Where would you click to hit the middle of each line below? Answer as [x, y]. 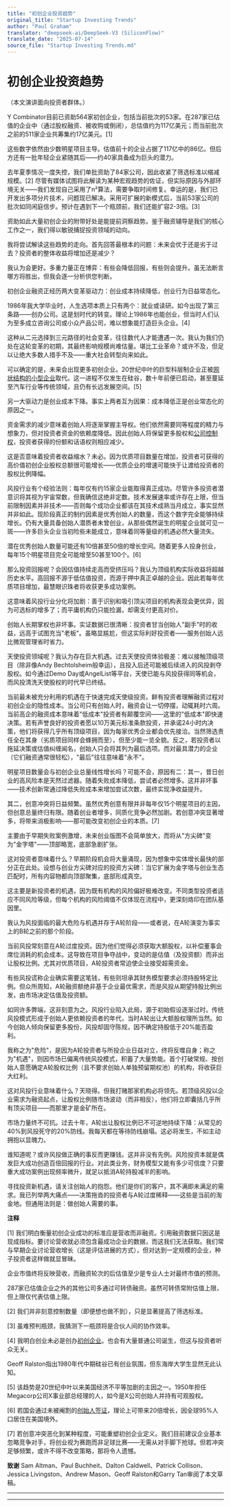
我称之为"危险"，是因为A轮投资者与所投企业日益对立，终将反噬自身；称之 [111, 1050]
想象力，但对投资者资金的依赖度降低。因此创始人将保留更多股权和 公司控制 [112, 433]
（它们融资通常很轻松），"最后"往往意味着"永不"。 [78, 757]
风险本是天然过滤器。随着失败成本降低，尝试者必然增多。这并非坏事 [121, 780]
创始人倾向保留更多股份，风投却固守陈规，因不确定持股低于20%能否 [110, 1026]
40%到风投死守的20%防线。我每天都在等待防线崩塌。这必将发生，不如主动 [114, 1131]
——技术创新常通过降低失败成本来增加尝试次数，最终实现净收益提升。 [107, 789]
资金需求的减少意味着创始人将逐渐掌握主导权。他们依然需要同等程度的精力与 [115, 424]
